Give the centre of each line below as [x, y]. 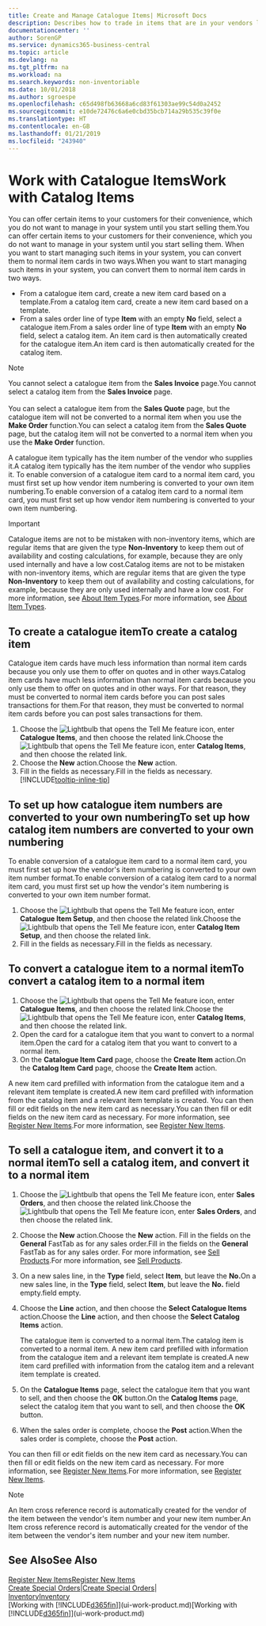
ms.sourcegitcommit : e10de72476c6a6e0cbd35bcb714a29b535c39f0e [115, 112]
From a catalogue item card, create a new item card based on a [123, 294]
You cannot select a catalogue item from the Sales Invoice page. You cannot [132, 383]
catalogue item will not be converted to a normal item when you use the [125, 417]
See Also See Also [53, 1560]
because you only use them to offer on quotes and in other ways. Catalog [127, 672]
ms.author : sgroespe [42, 97]
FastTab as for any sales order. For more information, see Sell [120, 1252]
